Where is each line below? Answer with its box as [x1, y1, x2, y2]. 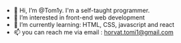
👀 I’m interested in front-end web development [13, 13, 145, 21]
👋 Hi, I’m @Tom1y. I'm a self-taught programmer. [13, 7, 150, 14]
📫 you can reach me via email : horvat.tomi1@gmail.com [13, 28, 174, 36]
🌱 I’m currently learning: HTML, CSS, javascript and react [13, 21, 175, 28]
